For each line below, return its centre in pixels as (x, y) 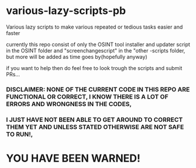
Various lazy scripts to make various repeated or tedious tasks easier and (94, 27)
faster (13, 33)
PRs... (13, 74)
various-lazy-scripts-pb (66, 11)
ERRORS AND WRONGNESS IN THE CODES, (69, 104)
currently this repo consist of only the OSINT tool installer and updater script (98, 44)
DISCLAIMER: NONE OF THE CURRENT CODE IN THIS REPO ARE (98, 89)
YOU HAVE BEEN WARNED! (73, 158)
